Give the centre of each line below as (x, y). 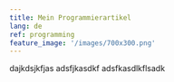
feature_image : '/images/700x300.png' (82, 43)
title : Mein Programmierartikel (70, 18)
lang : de (26, 26)
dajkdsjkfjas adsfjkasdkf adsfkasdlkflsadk (87, 68)
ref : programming (42, 34)
